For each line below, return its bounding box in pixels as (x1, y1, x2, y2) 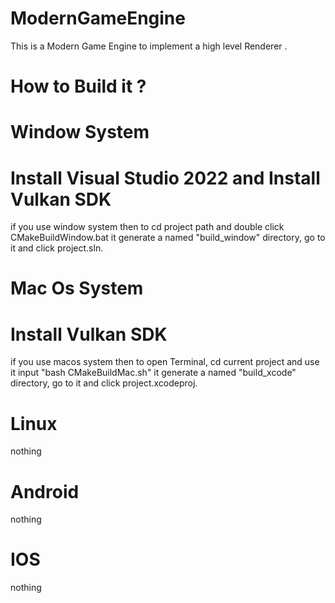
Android (10, 480, 80, 503)
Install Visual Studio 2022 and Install (10, 167, 321, 189)
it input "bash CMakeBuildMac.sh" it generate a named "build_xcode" (10, 367, 297, 379)
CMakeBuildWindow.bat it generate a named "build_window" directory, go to (10, 232, 326, 244)
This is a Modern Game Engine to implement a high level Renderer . (10, 40, 288, 52)
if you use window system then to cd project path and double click (10, 221, 285, 233)
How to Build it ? (10, 75, 147, 98)
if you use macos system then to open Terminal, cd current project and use (10, 356, 320, 368)
